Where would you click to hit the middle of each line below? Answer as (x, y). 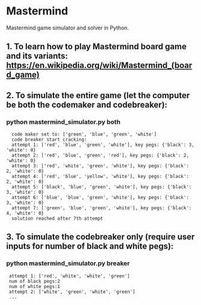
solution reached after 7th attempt (57, 219)
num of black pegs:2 (34, 281)
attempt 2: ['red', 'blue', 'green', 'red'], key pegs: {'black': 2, (100, 156)
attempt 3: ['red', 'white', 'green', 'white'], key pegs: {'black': (100, 166)
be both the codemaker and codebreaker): (87, 104)
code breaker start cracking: (49, 140)
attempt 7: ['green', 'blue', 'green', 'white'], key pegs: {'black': (102, 208)
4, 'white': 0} (25, 214)
